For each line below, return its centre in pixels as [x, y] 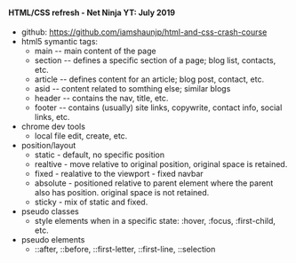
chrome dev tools [53, 127]
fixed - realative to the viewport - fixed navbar [119, 174]
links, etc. [52, 117]
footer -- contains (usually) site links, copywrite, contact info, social [158, 108]
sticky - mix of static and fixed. [91, 202]
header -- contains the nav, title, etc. [101, 99]
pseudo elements [53, 240]
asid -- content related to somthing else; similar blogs [132, 89]
